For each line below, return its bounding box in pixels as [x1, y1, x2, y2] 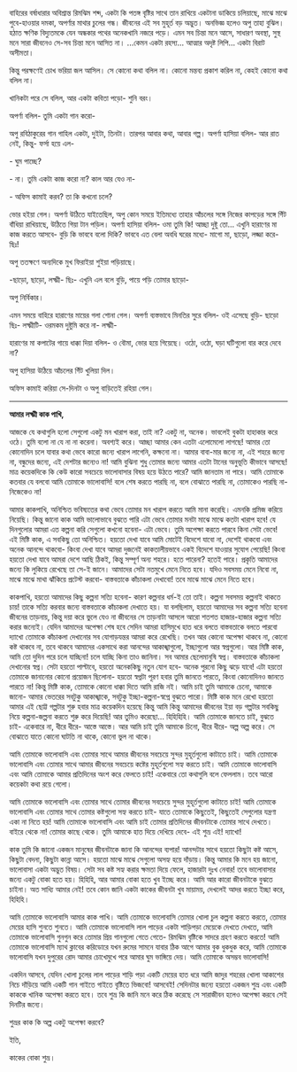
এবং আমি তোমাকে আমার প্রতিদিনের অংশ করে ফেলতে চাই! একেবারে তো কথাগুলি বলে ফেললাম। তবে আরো [9, 769, 273, 779]
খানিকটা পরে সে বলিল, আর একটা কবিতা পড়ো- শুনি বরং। [9, 93, 153, 103]
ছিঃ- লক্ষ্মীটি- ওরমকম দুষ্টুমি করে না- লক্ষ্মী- [9, 320, 118, 330]
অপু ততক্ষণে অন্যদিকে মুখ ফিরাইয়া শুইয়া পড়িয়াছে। [9, 257, 137, 267]
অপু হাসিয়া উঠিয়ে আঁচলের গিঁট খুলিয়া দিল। [9, 365, 116, 376]
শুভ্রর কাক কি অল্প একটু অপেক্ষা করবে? [9, 1017, 104, 1027]
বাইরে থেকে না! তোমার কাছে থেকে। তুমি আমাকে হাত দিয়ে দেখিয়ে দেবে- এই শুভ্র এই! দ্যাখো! [9, 827, 242, 836]
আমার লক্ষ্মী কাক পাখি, [9, 409, 65, 419]
